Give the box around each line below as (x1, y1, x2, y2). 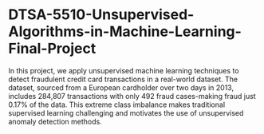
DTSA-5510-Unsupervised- (8, 6, 195, 24)
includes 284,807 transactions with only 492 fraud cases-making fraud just (8, 91, 257, 100)
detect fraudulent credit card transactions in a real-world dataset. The (8, 74, 238, 84)
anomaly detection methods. (8, 116, 102, 126)
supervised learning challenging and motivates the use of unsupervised (8, 108, 244, 117)
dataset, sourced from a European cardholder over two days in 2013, (8, 82, 234, 93)
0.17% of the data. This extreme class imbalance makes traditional (8, 100, 226, 109)
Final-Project (8, 40, 97, 57)
